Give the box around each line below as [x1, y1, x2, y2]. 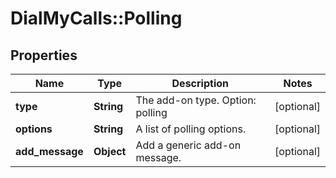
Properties [10, 47, 78, 64]
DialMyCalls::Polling [10, 7, 183, 30]
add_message [15, 145, 84, 158]
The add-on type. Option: [135, 93, 257, 107]
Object [93, 145, 127, 158]
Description [171, 77, 229, 90]
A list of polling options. [135, 122, 247, 136]
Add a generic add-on [135, 138, 242, 152]
